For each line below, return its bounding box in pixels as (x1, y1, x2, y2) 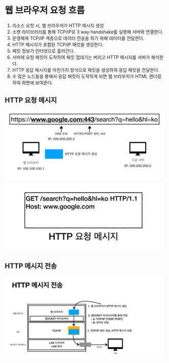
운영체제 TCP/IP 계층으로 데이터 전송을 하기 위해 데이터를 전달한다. (12, 35, 145, 41)
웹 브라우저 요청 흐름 (5, 5, 85, 16)
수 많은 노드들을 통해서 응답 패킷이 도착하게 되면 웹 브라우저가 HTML (12, 73, 148, 79)
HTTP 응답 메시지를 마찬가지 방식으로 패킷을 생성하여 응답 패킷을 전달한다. (12, 67, 160, 73)
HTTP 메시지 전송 (5, 261, 57, 270)
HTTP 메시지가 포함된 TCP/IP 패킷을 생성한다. (12, 41, 104, 47)
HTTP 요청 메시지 (5, 96, 57, 105)
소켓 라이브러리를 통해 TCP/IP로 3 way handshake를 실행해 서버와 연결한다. (12, 28, 163, 35)
